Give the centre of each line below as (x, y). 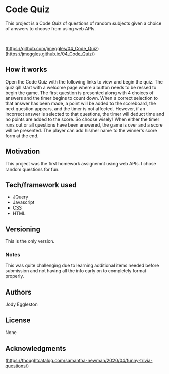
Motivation (23, 152)
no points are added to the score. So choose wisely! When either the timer (82, 119)
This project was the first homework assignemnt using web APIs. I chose (81, 163)
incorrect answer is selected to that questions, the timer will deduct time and (85, 114)
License (18, 320)
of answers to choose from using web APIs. (50, 28)
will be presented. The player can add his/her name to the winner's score (81, 130)
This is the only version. (30, 241)
